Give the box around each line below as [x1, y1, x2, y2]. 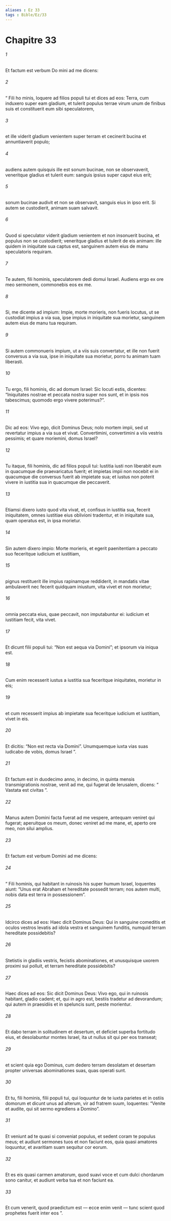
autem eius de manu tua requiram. [5, 320, 78, 326]
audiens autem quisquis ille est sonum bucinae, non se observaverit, [5, 166, 150, 172]
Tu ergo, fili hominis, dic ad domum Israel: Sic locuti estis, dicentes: [5, 386, 147, 392]
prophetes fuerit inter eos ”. [5, 1210, 63, 1216]
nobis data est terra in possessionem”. [5, 891, 86, 898]
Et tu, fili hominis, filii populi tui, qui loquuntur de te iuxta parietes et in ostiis [5, 1095, 164, 1101]
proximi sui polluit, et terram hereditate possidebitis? [5, 963, 116, 969]
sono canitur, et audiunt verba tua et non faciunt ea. [5, 1177, 114, 1183]
